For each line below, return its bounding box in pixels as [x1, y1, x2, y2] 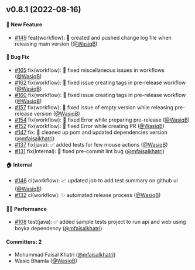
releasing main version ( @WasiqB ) [14, 40, 98, 47]
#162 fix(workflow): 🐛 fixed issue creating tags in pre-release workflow [14, 79, 186, 86]
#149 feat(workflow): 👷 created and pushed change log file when [14, 34, 172, 41]
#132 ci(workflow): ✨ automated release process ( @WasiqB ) [14, 192, 161, 198]
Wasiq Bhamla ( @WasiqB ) [14, 257, 77, 265]
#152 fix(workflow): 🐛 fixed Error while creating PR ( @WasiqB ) [14, 122, 165, 129]
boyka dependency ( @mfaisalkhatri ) [14, 225, 102, 232]
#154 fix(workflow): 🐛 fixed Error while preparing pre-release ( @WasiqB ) [14, 116, 190, 123]
